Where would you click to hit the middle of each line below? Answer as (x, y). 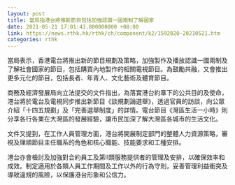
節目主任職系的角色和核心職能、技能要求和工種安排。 (108, 142)
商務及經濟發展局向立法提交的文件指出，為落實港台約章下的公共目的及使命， (117, 93)
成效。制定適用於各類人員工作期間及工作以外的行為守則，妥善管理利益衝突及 (117, 166)
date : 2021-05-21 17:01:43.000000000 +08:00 (73, 27)
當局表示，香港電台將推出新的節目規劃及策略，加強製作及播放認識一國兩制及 (117, 61)
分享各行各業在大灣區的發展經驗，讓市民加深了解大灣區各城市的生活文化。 (114, 119)
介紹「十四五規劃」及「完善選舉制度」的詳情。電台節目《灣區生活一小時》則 (117, 110)
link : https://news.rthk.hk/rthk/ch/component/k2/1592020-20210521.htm (114, 33)
